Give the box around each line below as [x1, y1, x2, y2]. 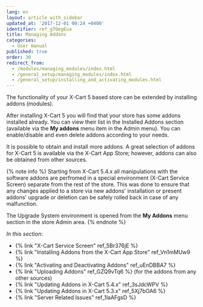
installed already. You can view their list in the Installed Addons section [6, 118, 184, 125]
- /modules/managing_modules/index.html [12, 65, 115, 72]
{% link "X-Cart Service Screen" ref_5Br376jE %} [15, 242, 139, 250]
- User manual [12, 43, 47, 49]
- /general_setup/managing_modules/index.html [12, 71, 132, 77]
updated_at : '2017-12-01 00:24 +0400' [6, 20, 105, 26]
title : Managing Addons [6, 32, 67, 38]
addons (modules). [6, 100, 53, 107]
